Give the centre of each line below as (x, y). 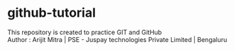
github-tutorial (52, 13)
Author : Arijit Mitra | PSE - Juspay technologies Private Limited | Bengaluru (117, 39)
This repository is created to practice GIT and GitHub (85, 32)
